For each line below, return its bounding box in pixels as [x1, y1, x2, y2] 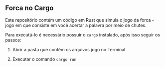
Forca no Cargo [5, 4, 54, 12]
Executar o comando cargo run [12, 56, 77, 62]
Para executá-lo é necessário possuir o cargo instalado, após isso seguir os [5, 32, 161, 37]
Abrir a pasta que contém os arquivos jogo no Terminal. [12, 46, 127, 52]
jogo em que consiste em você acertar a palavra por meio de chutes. [5, 22, 147, 28]
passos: [5, 37, 21, 43]
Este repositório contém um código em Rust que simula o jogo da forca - [5, 17, 155, 23]
